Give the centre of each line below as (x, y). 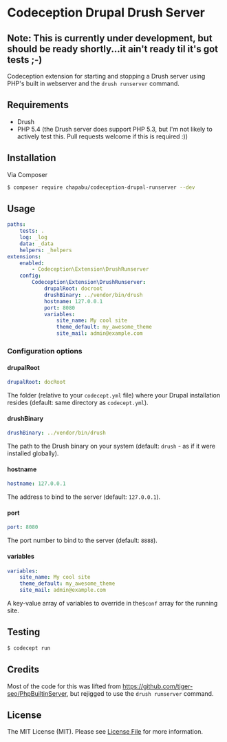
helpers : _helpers (46, 250)
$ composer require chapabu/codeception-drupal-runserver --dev (101, 187)
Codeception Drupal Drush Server (106, 13)
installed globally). (33, 453)
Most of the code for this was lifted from (64, 686)
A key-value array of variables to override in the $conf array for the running (112, 603)
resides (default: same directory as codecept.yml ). (78, 403)
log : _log (34, 238)
